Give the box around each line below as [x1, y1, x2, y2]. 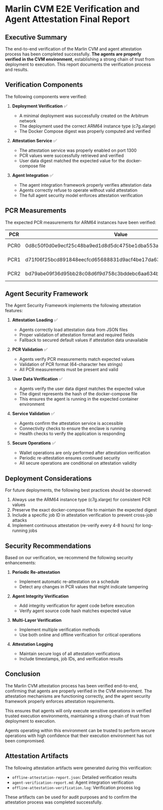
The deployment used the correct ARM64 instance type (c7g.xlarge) [19, 123, 156, 129]
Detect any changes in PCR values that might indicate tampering [19, 584, 148, 590]
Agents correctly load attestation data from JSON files [19, 327, 128, 333]
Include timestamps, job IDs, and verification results [19, 656, 123, 662]
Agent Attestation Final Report [5, 14, 130, 25]
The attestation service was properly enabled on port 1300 [19, 147, 137, 153]
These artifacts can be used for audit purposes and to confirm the [5, 794, 137, 800]
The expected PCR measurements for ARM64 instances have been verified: [5, 219, 156, 225]
